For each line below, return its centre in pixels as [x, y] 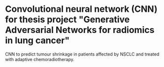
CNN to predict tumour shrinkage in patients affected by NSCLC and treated [82, 54]
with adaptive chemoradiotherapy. [40, 59]
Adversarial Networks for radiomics [80, 30]
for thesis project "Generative [67, 19]
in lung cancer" [37, 41]
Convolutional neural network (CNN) [81, 9]
